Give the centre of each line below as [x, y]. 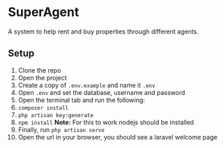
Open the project [42, 77]
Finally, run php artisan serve [61, 129]
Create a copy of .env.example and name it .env [87, 85]
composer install [43, 108]
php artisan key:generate [55, 115]
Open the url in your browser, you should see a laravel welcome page [118, 137]
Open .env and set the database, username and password [102, 92]
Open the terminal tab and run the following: [81, 100]
